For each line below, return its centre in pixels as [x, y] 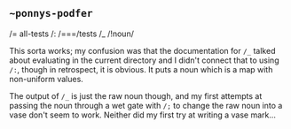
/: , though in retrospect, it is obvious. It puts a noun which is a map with [141, 69]
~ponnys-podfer [51, 14]
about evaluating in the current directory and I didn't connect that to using [144, 60]
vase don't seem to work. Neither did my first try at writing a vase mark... [143, 115]
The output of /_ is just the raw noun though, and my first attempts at [136, 95]
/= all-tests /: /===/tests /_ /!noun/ [72, 34]
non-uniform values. [47, 79]
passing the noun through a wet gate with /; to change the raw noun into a [146, 105]
